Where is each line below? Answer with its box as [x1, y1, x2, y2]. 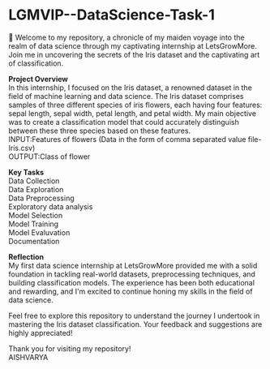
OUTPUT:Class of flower [8, 152, 91, 161]
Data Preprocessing [8, 193, 75, 203]
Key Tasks [8, 167, 45, 177]
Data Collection [8, 176, 60, 186]
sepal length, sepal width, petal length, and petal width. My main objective [8, 108, 257, 118]
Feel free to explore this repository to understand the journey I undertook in [8, 311, 260, 320]
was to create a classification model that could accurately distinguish [8, 117, 239, 127]
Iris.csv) [8, 143, 36, 152]
